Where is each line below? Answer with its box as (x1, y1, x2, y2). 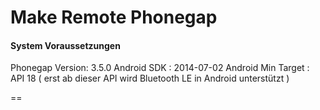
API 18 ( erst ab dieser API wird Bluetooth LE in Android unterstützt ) (10, 72, 290, 85)
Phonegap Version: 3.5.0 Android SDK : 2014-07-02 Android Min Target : (10, 62, 310, 74)
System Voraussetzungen (10, 39, 121, 51)
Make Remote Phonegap (10, 6, 218, 29)
